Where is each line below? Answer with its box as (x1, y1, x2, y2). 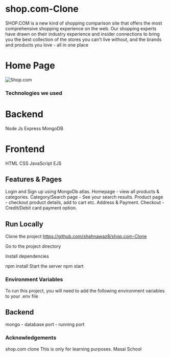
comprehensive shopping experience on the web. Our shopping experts (5, 25, 157, 31)
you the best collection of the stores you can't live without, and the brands (5, 36, 162, 43)
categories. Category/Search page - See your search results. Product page (5, 194, 163, 200)
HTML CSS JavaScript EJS (5, 160, 62, 166)
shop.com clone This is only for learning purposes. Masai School (5, 346, 142, 352)
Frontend (5, 143, 45, 155)
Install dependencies (5, 253, 50, 259)
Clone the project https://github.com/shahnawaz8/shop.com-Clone (5, 234, 147, 240)
